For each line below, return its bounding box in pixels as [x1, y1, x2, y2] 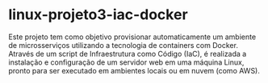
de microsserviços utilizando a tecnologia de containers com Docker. [8, 40, 238, 49]
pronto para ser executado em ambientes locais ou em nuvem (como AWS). [8, 65, 260, 75]
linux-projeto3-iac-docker [8, 6, 188, 24]
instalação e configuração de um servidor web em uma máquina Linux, [8, 57, 245, 67]
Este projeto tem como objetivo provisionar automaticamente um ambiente [8, 32, 257, 41]
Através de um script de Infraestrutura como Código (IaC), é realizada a [8, 49, 247, 58]
